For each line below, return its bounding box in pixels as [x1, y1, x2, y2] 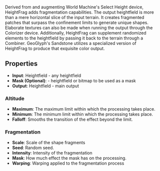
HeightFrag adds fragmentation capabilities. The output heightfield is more [5, 9, 154, 15]
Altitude [5, 95, 25, 102]
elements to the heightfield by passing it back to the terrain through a [5, 35, 144, 41]
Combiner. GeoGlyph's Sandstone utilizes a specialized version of [5, 40, 137, 46]
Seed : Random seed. [12, 145, 54, 151]
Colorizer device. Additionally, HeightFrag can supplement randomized [5, 30, 146, 36]
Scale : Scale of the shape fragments [12, 140, 86, 146]
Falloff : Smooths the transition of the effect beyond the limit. [12, 116, 133, 122]
